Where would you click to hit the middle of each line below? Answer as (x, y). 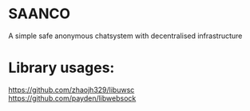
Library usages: (62, 68)
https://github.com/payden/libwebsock (72, 98)
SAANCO (39, 14)
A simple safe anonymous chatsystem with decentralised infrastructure (125, 36)
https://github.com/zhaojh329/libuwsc (71, 90)
